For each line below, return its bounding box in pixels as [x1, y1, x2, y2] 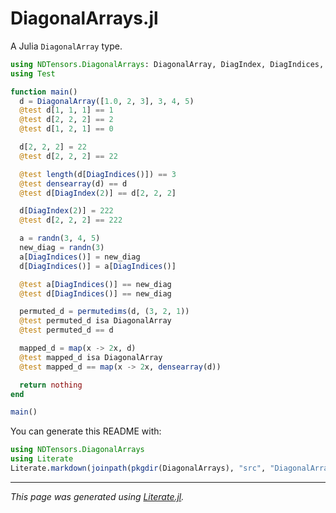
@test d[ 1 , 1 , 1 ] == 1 [19, 105, 114, 116]
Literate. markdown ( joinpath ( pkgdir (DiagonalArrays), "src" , [10, 463, 267, 474]
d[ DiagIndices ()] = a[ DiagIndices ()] [19, 261, 177, 271]
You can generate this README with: [10, 425, 162, 437]
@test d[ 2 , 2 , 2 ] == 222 [19, 215, 123, 226]
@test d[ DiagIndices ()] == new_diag [19, 288, 172, 299]
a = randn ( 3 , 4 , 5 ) [19, 233, 101, 244]
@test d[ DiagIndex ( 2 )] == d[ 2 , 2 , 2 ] [19, 188, 177, 198]
